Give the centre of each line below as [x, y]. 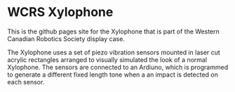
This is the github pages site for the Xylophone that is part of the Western [113, 31]
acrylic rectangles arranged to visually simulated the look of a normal [107, 59]
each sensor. [26, 82]
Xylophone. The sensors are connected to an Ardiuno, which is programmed [118, 67]
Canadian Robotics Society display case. [66, 38]
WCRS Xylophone [60, 12]
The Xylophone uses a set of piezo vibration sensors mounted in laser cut [114, 52]
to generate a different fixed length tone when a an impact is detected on [113, 75]
